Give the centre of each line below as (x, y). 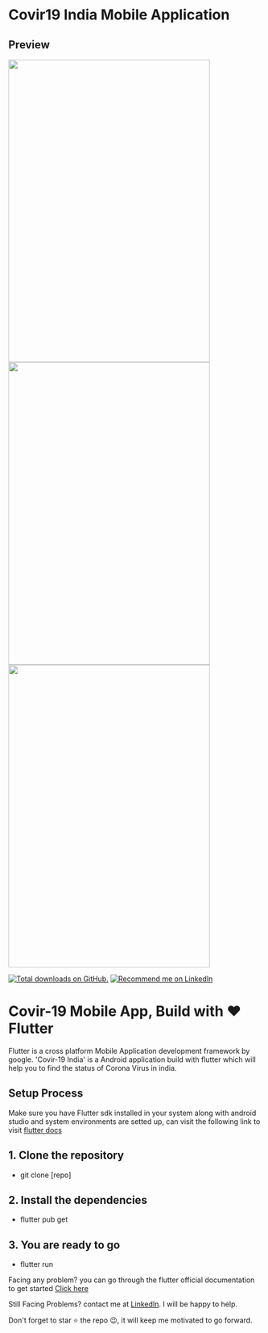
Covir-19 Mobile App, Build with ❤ (125, 1011)
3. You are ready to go (64, 1245)
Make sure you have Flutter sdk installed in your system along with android (132, 1113)
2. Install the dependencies (78, 1200)
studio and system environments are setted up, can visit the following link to (134, 1121)
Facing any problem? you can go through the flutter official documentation (132, 1280)
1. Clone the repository (66, 1155)
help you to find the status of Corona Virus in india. (93, 1068)
